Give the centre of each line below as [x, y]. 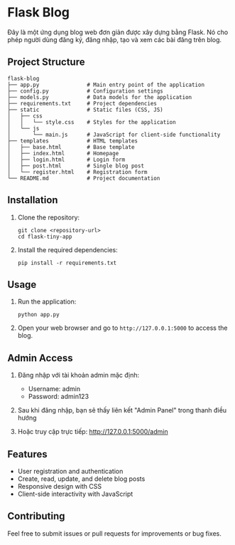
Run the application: [47, 302]
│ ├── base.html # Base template [71, 147]
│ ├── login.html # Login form [66, 160]
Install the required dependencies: [68, 249]
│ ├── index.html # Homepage [63, 153]
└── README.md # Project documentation [84, 178]
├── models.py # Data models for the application [100, 97]
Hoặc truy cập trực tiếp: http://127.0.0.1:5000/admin [93, 432]
